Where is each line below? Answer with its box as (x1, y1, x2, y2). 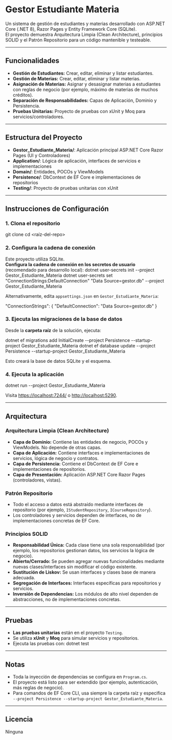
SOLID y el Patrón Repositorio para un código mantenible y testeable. (5, 37, 152, 43)
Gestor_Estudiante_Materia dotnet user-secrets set (5, 272, 113, 278)
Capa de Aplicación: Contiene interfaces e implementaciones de (12, 449, 150, 456)
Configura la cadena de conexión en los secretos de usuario (5, 261, 136, 267)
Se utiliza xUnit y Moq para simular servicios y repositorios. (12, 635, 139, 641)
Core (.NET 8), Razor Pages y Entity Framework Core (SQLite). (5, 26, 137, 32)
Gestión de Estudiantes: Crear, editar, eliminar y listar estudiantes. (12, 70, 154, 76)
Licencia (5, 715, 33, 724)
